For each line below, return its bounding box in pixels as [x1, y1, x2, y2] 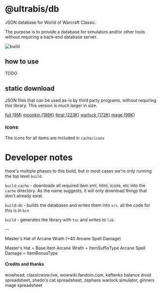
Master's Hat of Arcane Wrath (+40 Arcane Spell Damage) [5, 235, 121, 241]
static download [5, 84, 55, 93]
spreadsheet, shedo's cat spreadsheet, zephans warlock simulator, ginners [5, 277, 155, 283]
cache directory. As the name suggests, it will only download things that [5, 188, 147, 194]
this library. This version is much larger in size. [5, 102, 98, 108]
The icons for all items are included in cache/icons [5, 135, 105, 141]
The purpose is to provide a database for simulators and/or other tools [5, 29, 145, 34]
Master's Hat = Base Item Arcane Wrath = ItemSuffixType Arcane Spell [5, 245, 146, 251]
